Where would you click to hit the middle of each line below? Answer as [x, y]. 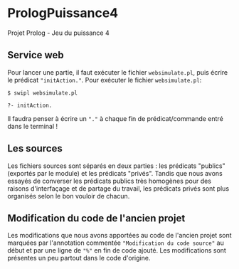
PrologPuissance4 [63, 13]
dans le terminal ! [33, 126]
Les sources [35, 148]
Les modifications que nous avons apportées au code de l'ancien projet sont [120, 236]
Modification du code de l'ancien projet [96, 218]
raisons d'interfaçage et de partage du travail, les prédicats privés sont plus [118, 188]
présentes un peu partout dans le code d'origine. [79, 258]
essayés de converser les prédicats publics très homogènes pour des [110, 181]
